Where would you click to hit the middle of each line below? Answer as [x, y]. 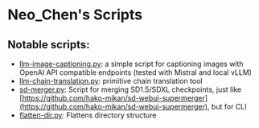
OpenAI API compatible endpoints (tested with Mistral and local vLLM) [136, 72]
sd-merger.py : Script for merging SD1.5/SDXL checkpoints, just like [130, 89]
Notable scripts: [49, 45]
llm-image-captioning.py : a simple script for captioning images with [131, 64]
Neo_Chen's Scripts [75, 15]
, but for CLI [227, 107]
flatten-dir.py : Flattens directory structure [88, 115]
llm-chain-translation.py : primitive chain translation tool [111, 81]
